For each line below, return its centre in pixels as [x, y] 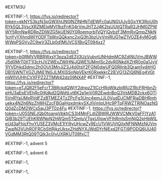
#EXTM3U [15, 7]
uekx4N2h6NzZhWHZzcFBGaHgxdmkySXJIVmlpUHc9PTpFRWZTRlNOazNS [81, 103]
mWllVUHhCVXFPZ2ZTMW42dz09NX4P [46, 77]
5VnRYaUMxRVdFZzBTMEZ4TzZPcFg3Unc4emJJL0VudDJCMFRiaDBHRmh [81, 98]
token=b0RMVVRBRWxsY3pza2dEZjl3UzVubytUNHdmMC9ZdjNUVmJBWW [81, 57]
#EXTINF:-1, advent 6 [26, 153]
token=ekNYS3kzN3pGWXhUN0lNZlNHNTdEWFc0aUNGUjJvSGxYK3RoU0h [81, 22]
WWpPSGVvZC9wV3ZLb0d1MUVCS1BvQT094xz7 [55, 42]
